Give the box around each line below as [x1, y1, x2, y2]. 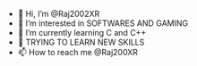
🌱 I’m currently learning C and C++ [17, 28, 147, 37]
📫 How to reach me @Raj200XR [17, 47, 139, 57]
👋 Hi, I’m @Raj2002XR [17, 9, 100, 19]
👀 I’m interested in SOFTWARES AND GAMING [17, 18, 189, 29]
